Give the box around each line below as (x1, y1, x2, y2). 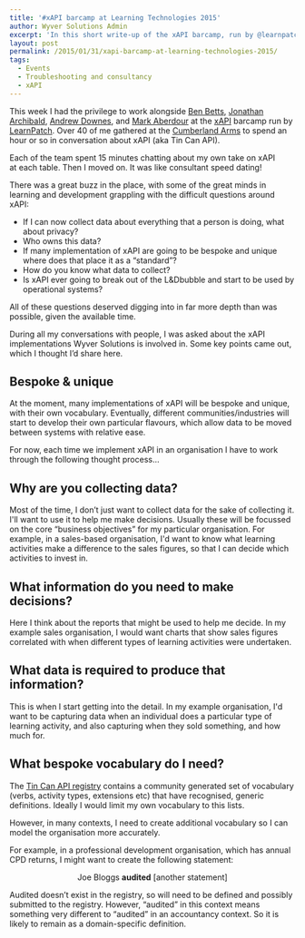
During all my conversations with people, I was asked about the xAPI (9, 328, 266, 339)
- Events (17, 64, 51, 73)
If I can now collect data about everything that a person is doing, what (22, 216, 285, 227)
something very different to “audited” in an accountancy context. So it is (9, 908, 280, 919)
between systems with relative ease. (9, 427, 146, 438)
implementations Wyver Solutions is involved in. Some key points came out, (9, 337, 292, 349)
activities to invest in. (9, 552, 89, 563)
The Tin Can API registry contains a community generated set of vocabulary (9, 780, 295, 791)
